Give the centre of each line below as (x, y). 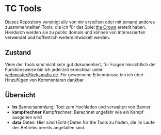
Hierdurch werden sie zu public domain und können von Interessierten (75, 32)
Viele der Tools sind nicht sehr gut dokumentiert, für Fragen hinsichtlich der (80, 64)
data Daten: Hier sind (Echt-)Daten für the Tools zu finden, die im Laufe (83, 122)
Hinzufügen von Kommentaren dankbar (44, 80)
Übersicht (20, 95)
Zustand (18, 53)
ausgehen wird (27, 117)
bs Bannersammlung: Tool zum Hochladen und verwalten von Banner (81, 107)
